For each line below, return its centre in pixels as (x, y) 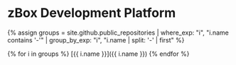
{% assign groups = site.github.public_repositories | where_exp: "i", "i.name (118, 32)
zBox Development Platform (92, 13)
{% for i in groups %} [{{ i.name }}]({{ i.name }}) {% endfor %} (98, 54)
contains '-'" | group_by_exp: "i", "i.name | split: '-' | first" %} (96, 40)
